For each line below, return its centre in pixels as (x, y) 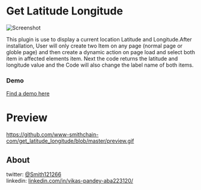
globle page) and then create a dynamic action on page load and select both (100, 52)
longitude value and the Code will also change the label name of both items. (100, 65)
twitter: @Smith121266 (34, 174)
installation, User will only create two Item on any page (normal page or (94, 46)
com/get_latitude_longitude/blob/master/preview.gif (70, 141)
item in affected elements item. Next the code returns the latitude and (92, 58)
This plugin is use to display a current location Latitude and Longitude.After (99, 39)
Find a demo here (28, 94)
